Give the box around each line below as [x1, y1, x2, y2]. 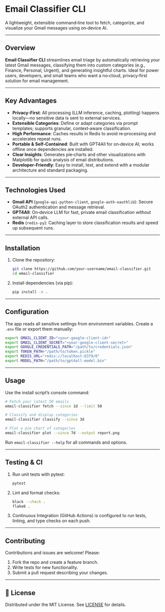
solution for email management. [5, 78, 69, 84]
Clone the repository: [12, 257, 55, 263]
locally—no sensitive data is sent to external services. [12, 115, 121, 121]
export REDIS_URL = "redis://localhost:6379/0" [5, 354, 100, 359]
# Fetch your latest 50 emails [5, 399, 69, 404]
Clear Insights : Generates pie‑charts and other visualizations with [12, 151, 146, 157]
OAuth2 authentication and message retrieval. [12, 204, 106, 210]
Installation [5, 244, 40, 252]
